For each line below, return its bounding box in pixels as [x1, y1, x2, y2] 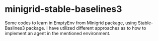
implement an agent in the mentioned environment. [5, 30, 111, 36]
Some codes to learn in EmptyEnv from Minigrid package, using [5, 20, 137, 26]
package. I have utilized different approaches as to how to [26, 25, 146, 31]
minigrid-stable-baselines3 [5, 3, 122, 15]
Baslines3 [5, 25, 25, 31]
